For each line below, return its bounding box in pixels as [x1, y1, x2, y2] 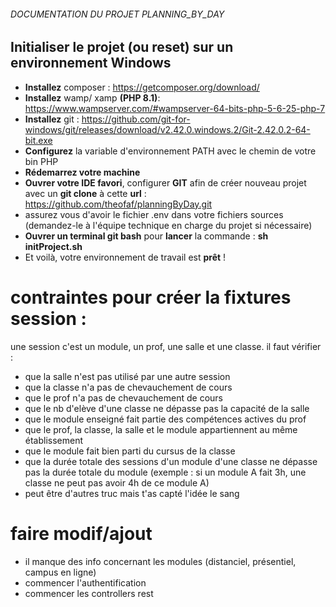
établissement [24, 434, 84, 446]
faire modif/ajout [10, 522, 153, 545]
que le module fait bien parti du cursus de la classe [24, 445, 236, 457]
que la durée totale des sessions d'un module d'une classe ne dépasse [24, 455, 318, 467]
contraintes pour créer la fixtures [10, 286, 292, 309]
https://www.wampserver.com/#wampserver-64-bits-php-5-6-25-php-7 [24, 102, 326, 114]
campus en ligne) [24, 566, 97, 578]
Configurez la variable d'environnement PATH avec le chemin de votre [24, 145, 317, 157]
